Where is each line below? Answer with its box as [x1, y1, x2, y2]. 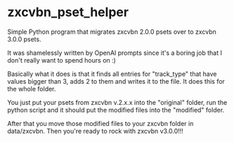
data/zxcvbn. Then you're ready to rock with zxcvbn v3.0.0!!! [7, 127, 184, 135]
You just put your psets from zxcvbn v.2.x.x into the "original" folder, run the [7, 98, 228, 106]
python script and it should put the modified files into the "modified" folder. [7, 105, 225, 114]
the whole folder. [7, 84, 56, 93]
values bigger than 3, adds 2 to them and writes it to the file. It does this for [7, 77, 225, 85]
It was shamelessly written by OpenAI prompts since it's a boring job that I [7, 49, 223, 57]
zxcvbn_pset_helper [7, 4, 129, 20]
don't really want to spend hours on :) [7, 56, 116, 64]
